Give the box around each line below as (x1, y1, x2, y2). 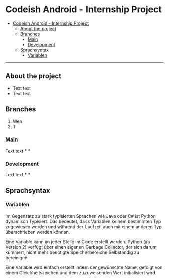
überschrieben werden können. (5, 229, 70, 235)
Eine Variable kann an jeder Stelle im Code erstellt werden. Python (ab (5, 238, 150, 245)
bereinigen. (5, 254, 29, 260)
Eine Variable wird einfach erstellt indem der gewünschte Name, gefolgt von (5, 264, 163, 270)
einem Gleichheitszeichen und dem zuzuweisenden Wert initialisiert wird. (5, 269, 157, 275)
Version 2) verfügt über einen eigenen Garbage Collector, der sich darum (5, 244, 157, 250)
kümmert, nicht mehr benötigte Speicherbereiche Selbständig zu (5, 249, 140, 255)
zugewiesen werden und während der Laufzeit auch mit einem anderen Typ (5, 223, 162, 230)
